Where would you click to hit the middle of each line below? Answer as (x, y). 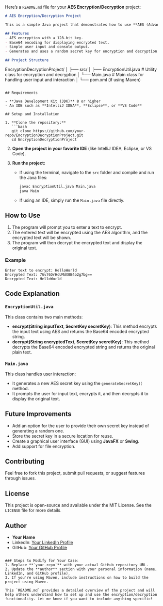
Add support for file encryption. (44, 446)
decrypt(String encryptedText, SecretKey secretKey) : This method (81, 342)
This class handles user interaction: (41, 374)
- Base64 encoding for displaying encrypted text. (57, 42)
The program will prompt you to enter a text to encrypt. (67, 227)
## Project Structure (27, 60)
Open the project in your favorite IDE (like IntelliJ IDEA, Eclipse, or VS (82, 148)
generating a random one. (38, 431)
